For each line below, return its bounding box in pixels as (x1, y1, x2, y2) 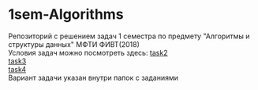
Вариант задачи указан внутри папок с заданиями (8, 73, 179, 82)
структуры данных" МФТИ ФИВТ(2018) (8, 39, 140, 49)
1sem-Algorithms (8, 5, 124, 23)
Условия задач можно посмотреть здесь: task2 (8, 48, 168, 57)
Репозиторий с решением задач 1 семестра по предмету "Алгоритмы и (8, 31, 250, 41)
